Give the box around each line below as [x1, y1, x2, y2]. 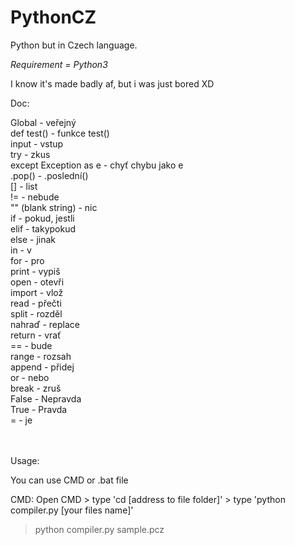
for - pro [10, 254, 45, 266]
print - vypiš [10, 265, 61, 277]
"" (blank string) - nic [10, 201, 98, 213]
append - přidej [10, 361, 75, 373]
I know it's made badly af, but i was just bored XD [10, 77, 215, 90]
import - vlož [10, 286, 64, 298]
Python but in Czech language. [10, 39, 138, 51]
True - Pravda [10, 403, 68, 415]
